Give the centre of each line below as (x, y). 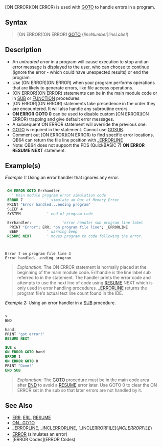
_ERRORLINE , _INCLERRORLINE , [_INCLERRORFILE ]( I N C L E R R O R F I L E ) (82, 428)
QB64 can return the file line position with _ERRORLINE (68, 140)
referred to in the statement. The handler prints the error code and (84, 278)
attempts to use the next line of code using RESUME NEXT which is (85, 283)
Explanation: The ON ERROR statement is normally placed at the (82, 267)
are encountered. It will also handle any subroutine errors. (70, 109)
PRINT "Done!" (20, 366)
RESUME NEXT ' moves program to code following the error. (75, 236)
